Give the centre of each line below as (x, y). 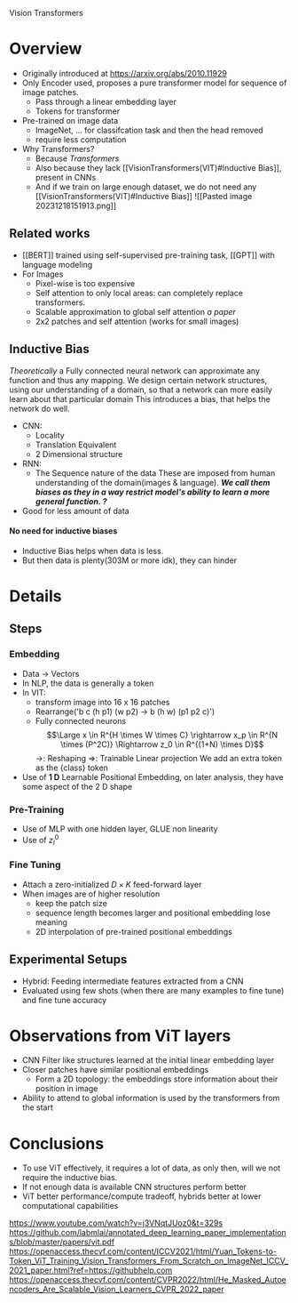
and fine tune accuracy (64, 1000)
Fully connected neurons (81, 720)
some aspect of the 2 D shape (77, 786)
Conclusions (57, 1143)
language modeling (57, 264)
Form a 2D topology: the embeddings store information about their (157, 1079)
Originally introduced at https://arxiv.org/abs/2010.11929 (125, 73)
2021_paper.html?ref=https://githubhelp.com (91, 1270)
